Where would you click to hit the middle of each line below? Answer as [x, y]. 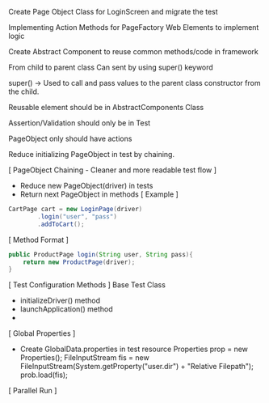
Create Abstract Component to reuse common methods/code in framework [133, 51]
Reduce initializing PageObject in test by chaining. [92, 154]
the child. [24, 91]
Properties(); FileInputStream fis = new [84, 358]
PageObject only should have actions [70, 138]
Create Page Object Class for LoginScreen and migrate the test [113, 12]
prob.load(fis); [44, 375]
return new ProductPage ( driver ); [79, 262]
